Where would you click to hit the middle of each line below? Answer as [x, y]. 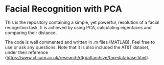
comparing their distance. [31, 32]
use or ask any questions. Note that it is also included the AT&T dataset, [77, 47]
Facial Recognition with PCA [64, 9]
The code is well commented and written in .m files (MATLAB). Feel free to [80, 42]
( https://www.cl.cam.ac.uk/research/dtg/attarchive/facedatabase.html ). [77, 57]
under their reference [26, 52]
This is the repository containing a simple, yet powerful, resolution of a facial [82, 22]
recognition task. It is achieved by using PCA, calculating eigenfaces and [78, 27]
